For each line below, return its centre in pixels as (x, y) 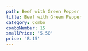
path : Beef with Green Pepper (43, 11)
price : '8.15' (23, 39)
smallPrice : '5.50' (30, 33)
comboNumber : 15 (26, 28)
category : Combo (26, 22)
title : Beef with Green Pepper (44, 17)
